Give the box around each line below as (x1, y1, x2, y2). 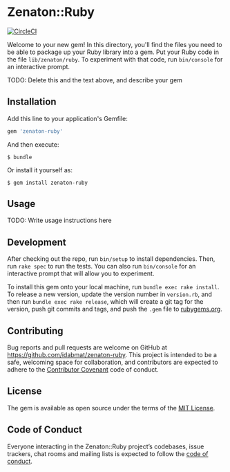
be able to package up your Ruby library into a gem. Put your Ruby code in (7, 48, 220, 56)
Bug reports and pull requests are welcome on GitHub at (7, 343, 168, 352)
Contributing (7, 325, 64, 336)
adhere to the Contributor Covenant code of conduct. (7, 365, 159, 374)
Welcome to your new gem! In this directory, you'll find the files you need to (7, 40, 222, 48)
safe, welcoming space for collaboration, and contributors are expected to (7, 358, 219, 367)
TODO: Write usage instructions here (7, 216, 112, 225)
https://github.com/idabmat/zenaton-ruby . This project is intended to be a (7, 351, 218, 359)
